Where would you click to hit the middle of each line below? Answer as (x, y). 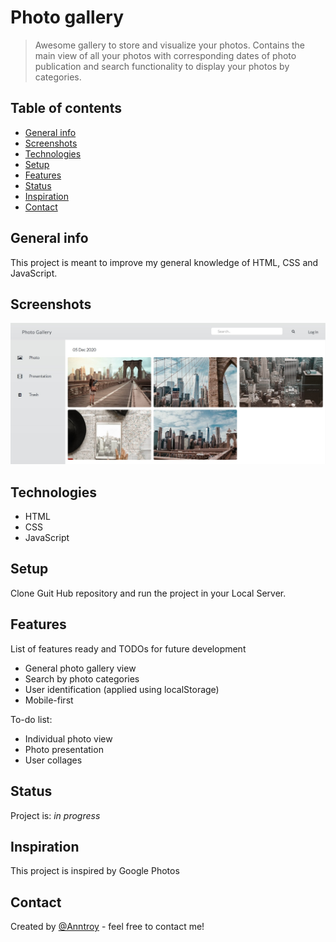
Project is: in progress (55, 815)
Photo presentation (64, 749)
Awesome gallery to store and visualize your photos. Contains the (170, 45)
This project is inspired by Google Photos (95, 871)
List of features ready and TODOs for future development (128, 648)
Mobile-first (49, 700)
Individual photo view (68, 738)
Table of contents (66, 108)
